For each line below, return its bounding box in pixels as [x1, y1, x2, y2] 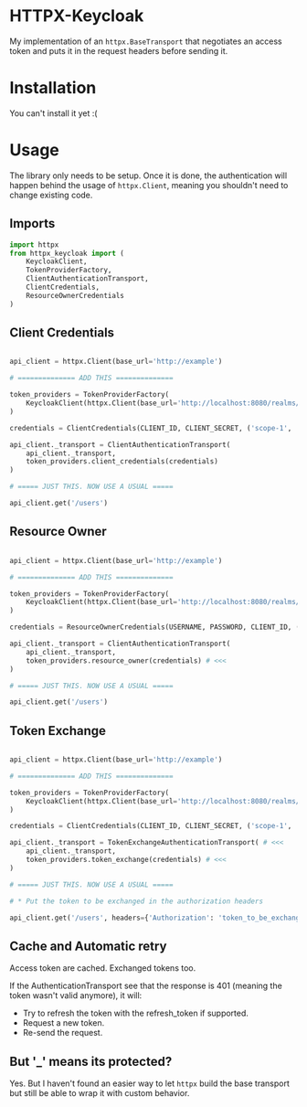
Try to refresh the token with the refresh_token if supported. [22, 1007, 249, 1019]
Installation [9, 78, 97, 99]
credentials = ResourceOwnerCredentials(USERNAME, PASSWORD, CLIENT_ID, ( [9, 623, 301, 632]
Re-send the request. [22, 1027, 103, 1038]
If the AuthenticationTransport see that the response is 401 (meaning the [9, 980, 283, 992]
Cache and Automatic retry [9, 938, 167, 953]
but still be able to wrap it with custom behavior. [9, 1088, 190, 1099]
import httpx [9, 239, 59, 250]
